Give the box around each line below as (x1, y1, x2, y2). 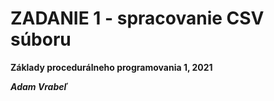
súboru (10, 28, 72, 51)
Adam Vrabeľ (10, 80, 68, 92)
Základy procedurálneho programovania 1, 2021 (10, 61, 213, 73)
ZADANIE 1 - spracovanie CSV (10, 7, 265, 30)
